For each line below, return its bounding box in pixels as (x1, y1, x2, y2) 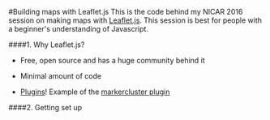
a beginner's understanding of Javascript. (8, 24, 148, 33)
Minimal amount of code (19, 71, 102, 80)
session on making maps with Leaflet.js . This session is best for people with (8, 15, 262, 25)
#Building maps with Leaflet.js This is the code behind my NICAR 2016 (8, 7, 243, 16)
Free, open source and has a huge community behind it (19, 56, 205, 65)
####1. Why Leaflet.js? (8, 40, 85, 49)
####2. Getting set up (8, 103, 83, 112)
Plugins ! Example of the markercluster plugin (19, 87, 170, 96)
